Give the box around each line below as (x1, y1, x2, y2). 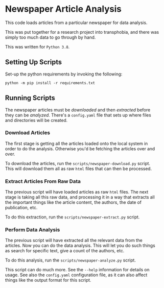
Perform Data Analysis (5, 226, 60, 233)
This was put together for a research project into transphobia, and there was (5, 29, 159, 35)
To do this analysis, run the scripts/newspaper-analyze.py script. (5, 257, 136, 263)
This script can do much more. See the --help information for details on (5, 267, 150, 273)
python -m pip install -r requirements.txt (5, 80, 95, 85)
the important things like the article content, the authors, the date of (5, 199, 142, 205)
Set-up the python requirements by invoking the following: (5, 71, 122, 77)
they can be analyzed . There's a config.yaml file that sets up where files (5, 112, 151, 118)
